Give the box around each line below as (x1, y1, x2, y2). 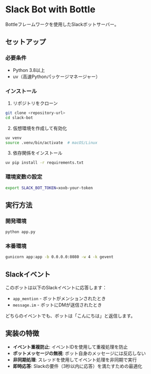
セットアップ (5, 37, 46, 47)
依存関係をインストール (12, 150, 63, 156)
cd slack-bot (5, 115, 33, 120)
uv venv (5, 135, 22, 141)
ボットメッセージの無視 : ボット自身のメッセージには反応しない (12, 350, 146, 356)
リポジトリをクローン (12, 100, 58, 106)
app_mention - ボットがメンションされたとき (12, 296, 106, 302)
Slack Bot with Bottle (5, 4, 96, 15)
